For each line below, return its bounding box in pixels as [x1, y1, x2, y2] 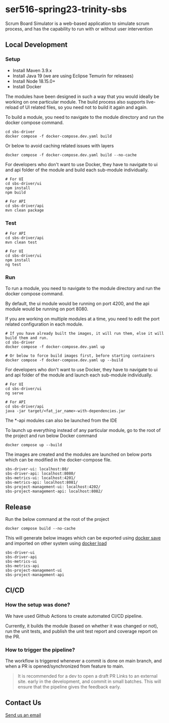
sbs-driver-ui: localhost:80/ [5, 466, 69, 472]
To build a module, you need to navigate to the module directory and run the [5, 114, 164, 120]
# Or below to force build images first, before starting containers [5, 353, 155, 359]
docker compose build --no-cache [5, 526, 76, 531]
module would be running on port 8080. [5, 306, 89, 312]
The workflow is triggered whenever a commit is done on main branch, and [5, 658, 162, 664]
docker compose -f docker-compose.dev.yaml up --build [5, 358, 123, 363]
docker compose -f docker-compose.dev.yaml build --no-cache [5, 152, 137, 158]
